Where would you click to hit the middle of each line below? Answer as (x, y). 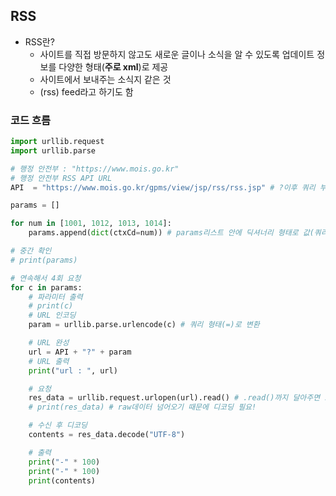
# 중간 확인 (31, 251)
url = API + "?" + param (80, 352)
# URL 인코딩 (52, 315)
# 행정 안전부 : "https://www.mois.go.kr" (95, 169)
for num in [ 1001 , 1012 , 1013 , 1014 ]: (91, 224)
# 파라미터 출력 (55, 297)
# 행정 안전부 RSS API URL (61, 178)
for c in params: (46, 287)
